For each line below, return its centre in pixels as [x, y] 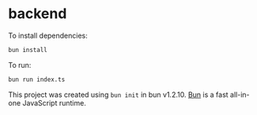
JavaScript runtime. [55, 102]
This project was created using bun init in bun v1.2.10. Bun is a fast [118, 95]
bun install [28, 50]
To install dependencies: [48, 35]
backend [38, 14]
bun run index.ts [37, 80]
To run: [20, 65]
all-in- [240, 95]
